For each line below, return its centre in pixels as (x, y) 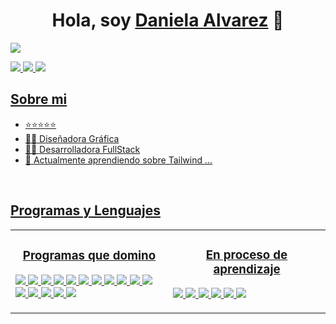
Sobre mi (39, 99)
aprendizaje (247, 269)
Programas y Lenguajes (85, 210)
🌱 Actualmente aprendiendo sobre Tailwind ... (118, 160)
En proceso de (246, 255)
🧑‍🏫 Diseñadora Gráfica (72, 138)
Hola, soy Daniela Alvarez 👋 (168, 20)
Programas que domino (89, 256)
